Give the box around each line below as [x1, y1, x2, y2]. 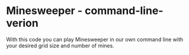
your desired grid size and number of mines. [6, 42, 114, 49]
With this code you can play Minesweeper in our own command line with [6, 36, 184, 43]
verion [6, 16, 39, 30]
